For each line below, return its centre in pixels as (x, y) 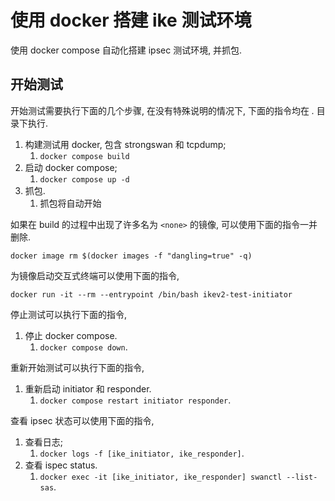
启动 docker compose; (71, 167)
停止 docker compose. (71, 335)
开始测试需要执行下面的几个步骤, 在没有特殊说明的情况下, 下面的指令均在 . (162, 110)
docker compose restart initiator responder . (135, 400)
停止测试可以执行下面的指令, (69, 314)
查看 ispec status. (61, 465)
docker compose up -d (84, 179)
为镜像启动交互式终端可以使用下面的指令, (95, 275)
